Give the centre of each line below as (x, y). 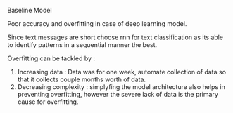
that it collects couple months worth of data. (82, 79)
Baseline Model (30, 10)
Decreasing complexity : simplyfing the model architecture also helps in (121, 87)
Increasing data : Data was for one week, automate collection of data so (122, 72)
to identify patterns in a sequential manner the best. (82, 45)
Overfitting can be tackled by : (51, 58)
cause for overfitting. (48, 102)
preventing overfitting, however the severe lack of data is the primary (118, 94)
